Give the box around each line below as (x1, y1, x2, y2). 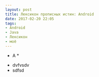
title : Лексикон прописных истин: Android (5, 12, 94, 17)
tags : (5, 21, 16, 26)
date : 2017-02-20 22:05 (5, 16, 54, 21)
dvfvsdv (12, 62, 30, 68)
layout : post (5, 7, 32, 12)
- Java (5, 30, 19, 35)
